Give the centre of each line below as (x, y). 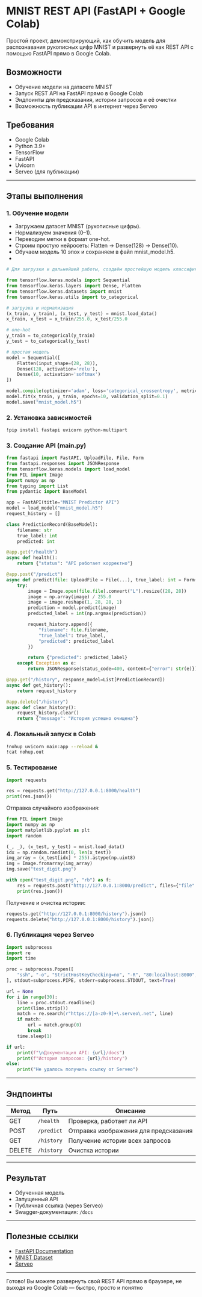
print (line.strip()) (43, 1008)
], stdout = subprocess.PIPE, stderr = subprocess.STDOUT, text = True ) (91, 981)
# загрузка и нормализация (40, 308)
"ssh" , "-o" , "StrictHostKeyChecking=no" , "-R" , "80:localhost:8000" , (107, 975)
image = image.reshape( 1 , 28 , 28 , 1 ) (75, 602)
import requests (26, 780)
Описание (130, 1111)
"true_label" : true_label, (72, 636)
